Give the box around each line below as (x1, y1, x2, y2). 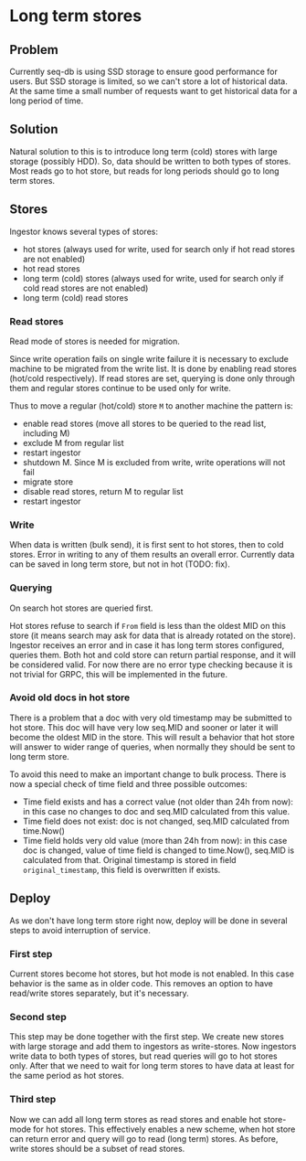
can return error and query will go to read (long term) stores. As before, (9, 1133, 279, 1144)
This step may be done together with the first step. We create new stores (9, 1031, 285, 1042)
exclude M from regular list (22, 437, 124, 448)
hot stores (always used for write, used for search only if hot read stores (22, 243, 295, 254)
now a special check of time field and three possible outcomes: (9, 778, 248, 789)
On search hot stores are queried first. (9, 602, 153, 613)
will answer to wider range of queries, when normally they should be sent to (9, 741, 295, 752)
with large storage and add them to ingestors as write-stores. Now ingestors (9, 1041, 297, 1052)
